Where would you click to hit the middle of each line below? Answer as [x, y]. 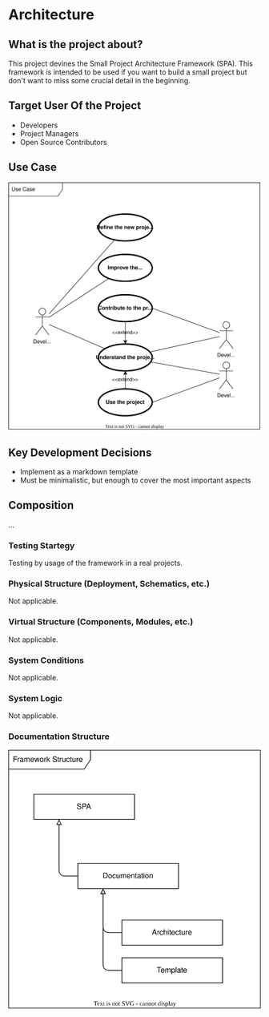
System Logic [35, 698]
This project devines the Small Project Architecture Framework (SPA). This [131, 63]
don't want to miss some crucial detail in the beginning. [99, 81]
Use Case [33, 167]
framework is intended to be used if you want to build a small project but [128, 72]
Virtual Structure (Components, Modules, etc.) [101, 622]
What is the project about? [76, 44]
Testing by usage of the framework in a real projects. [95, 563]
